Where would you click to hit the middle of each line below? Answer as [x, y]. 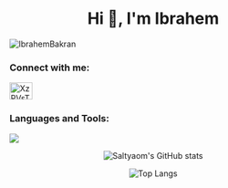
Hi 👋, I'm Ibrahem [153, 19]
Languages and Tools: [59, 119]
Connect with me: [50, 68]
